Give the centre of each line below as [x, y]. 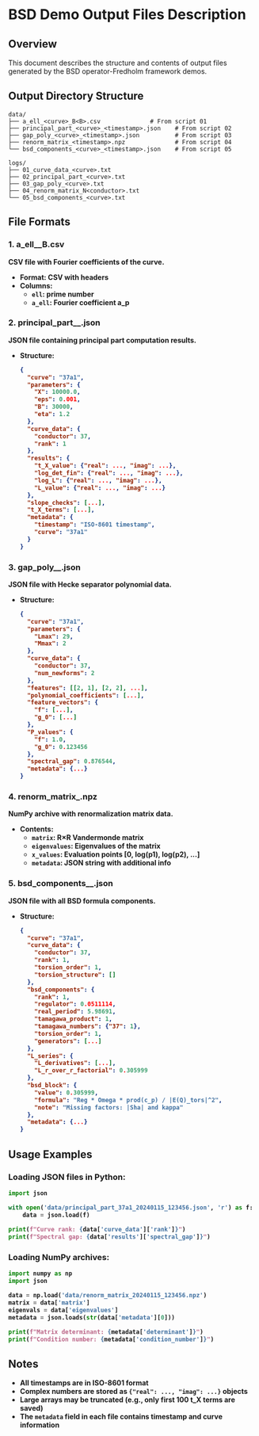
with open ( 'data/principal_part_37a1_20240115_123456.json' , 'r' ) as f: [131, 1207]
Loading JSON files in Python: [67, 1177]
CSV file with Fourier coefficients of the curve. [86, 262]
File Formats [40, 222]
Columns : [36, 285]
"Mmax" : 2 [50, 644]
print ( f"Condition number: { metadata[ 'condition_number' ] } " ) [111, 1339]
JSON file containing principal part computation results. [102, 340]
